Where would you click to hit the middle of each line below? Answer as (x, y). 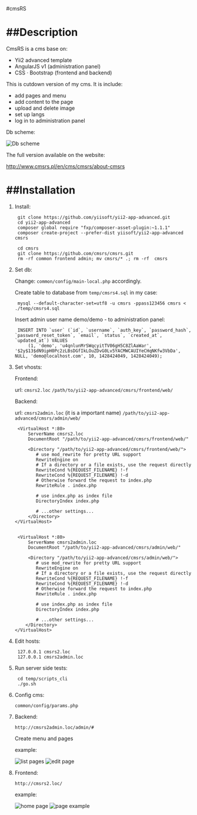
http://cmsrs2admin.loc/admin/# (54, 727)
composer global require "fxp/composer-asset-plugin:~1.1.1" (94, 228)
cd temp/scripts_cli (42, 679)
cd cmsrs (28, 248)
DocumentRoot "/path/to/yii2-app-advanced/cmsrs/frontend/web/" (108, 439)
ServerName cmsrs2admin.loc (62, 542)
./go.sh (27, 684)
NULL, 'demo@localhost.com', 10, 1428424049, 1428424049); (89, 356)
